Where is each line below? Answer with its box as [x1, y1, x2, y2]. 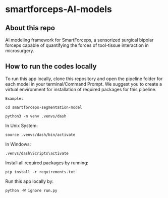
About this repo [5, 24, 55, 32]
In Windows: [5, 141, 31, 147]
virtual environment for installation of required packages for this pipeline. [5, 86, 157, 92]
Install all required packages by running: [5, 160, 89, 166]
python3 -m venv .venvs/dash [5, 113, 67, 119]
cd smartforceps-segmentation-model [5, 105, 82, 110]
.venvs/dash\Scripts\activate [5, 151, 69, 156]
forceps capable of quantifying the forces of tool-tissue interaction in [5, 42, 149, 48]
